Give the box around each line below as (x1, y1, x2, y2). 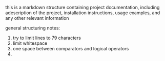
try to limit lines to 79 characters (12, 35, 81, 41)
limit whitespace (12, 40, 48, 46)
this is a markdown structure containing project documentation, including (5, 5, 160, 10)
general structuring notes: (5, 25, 60, 31)
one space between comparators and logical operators (12, 46, 129, 51)
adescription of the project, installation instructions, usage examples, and (5, 10, 160, 16)
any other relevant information (5, 15, 69, 21)
